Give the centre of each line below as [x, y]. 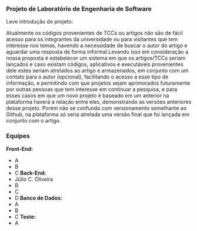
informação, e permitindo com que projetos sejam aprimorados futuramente [98, 83]
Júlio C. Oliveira [34, 179]
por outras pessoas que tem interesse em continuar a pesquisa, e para [92, 90]
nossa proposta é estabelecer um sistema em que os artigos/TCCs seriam [96, 58]
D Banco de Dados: [39, 198]
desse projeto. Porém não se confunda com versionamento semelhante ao [96, 108]
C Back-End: [30, 173]
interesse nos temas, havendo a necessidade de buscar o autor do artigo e [97, 45]
